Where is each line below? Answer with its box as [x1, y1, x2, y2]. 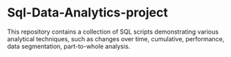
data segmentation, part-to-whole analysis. [7, 42, 131, 50]
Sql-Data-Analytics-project [7, 5, 168, 21]
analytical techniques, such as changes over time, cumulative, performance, [7, 34, 225, 43]
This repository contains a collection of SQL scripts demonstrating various [7, 27, 219, 36]
